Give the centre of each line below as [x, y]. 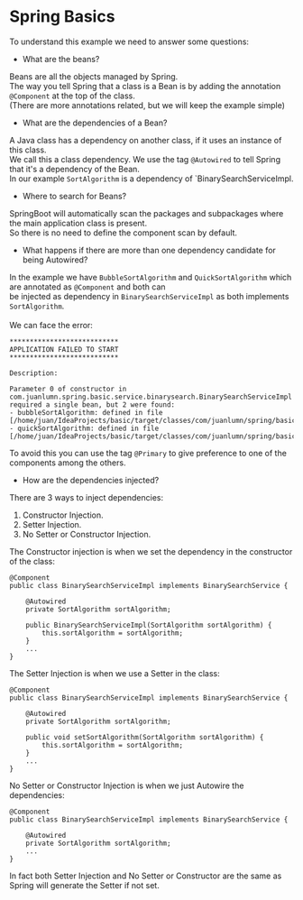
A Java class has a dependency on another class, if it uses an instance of [146, 140]
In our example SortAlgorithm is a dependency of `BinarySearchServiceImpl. [151, 179]
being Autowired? [55, 260]
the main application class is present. [78, 223]
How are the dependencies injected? [91, 480]
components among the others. [68, 463]
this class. [28, 150]
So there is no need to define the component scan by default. [123, 233]
